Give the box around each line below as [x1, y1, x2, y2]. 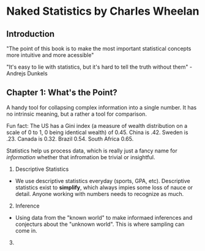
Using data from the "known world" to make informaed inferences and [15, 214, 193, 221]
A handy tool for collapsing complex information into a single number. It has [6, 103, 197, 111]
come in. [15, 227, 38, 234]
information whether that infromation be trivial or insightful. [6, 153, 155, 160]
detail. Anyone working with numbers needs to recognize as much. [15, 190, 184, 197]
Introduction [6, 29, 55, 39]
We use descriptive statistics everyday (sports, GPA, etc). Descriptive [15, 177, 191, 184]
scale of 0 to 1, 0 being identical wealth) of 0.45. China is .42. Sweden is [6, 129, 188, 136]
